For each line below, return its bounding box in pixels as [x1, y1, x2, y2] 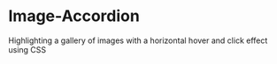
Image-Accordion [8, 6, 141, 26]
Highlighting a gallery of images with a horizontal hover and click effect [8, 35, 268, 46]
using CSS [8, 44, 47, 54]
